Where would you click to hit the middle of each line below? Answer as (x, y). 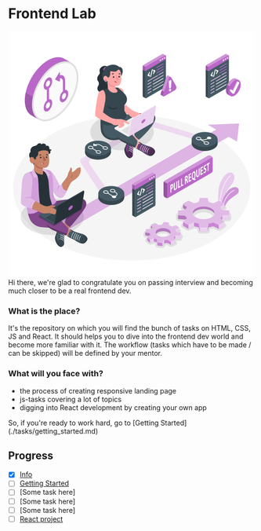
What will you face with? (56, 374)
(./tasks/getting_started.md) (53, 431)
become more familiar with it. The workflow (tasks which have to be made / (130, 345)
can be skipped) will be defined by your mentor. (85, 353)
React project (41, 518)
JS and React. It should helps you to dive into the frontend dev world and (126, 337)
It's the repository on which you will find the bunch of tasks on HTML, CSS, (129, 328)
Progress (31, 455)
